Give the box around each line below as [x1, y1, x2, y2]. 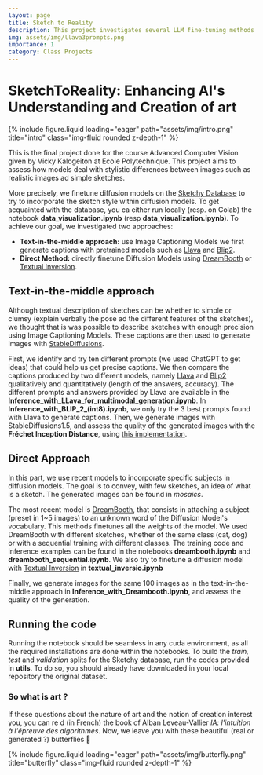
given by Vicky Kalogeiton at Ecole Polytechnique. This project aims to [8, 156, 236, 166]
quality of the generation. [8, 594, 90, 605]
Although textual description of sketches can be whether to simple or [8, 305, 232, 315]
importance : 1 [8, 41, 55, 49]
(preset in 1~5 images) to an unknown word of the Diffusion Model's [8, 513, 228, 522]
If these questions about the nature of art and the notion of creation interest [8, 709, 253, 718]
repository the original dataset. [8, 672, 108, 682]
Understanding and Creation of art [8, 99, 237, 116]
